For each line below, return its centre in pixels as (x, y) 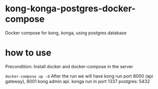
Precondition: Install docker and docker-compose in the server (69, 66)
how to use (28, 53)
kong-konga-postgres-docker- (70, 9)
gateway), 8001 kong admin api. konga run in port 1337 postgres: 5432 (78, 81)
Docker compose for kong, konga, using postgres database (66, 33)
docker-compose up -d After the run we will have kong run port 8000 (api (79, 76)
